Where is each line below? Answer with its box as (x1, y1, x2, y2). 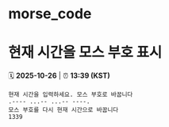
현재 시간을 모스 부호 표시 (8, 44, 163, 62)
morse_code (8, 5, 92, 23)
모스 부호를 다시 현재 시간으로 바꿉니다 (8, 106, 119, 114)
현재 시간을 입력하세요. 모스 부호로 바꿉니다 (8, 90, 133, 99)
